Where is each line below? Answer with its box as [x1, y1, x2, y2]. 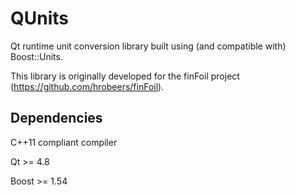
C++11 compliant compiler [10, 136, 118, 148]
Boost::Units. [10, 50, 63, 62]
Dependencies [10, 110, 103, 127]
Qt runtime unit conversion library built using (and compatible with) [10, 40, 287, 52]
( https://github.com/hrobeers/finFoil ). [10, 80, 165, 92]
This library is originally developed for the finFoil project [10, 70, 240, 82]
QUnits [10, 7, 69, 30]
